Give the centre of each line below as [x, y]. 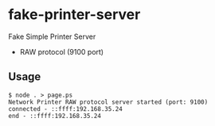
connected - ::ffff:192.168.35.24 [66, 109]
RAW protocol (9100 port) [62, 52]
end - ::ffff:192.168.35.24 [55, 116]
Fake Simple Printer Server [52, 36]
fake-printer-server [74, 15]
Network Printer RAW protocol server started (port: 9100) [108, 102]
